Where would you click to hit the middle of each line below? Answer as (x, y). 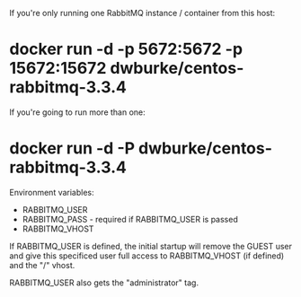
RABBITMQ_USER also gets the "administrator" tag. (104, 283)
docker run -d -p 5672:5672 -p (126, 49)
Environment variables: (52, 192)
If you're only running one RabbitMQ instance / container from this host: (142, 13)
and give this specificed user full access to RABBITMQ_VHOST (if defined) (147, 256)
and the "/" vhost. (42, 265)
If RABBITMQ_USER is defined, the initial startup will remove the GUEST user (151, 246)
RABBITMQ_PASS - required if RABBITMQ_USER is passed (130, 219)
